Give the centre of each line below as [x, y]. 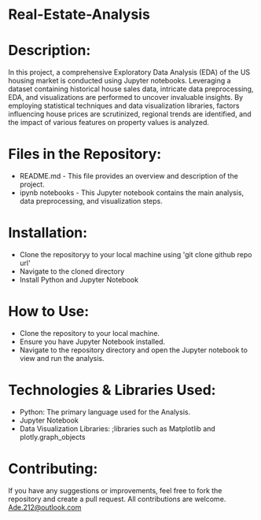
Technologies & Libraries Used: [112, 390]
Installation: [48, 233]
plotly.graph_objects [52, 437]
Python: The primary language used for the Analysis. [105, 411]
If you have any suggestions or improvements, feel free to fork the [115, 490]
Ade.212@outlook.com [45, 507]
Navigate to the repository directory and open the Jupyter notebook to [133, 350]
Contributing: [53, 469]
